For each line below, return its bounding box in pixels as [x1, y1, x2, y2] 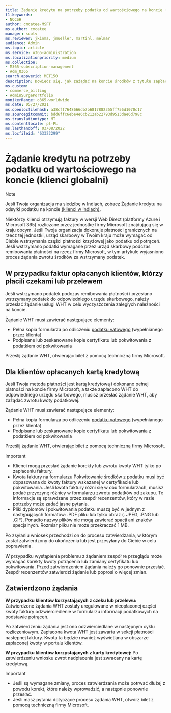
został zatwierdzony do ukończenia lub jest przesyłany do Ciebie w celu [5, 537, 156, 543]
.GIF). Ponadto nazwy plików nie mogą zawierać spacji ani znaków [12, 517, 152, 523]
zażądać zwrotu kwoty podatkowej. [5, 397, 80, 403]
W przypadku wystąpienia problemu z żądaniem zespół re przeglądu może [5, 552, 162, 559]
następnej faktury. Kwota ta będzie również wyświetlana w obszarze [5, 634, 149, 640]
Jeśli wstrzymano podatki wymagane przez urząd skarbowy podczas [5, 243, 151, 250]
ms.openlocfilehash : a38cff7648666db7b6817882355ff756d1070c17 [5, 107, 142, 112]
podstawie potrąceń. [5, 614, 49, 620]
